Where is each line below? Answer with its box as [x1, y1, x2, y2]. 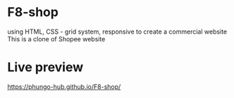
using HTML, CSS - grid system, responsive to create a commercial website [7, 27, 228, 36]
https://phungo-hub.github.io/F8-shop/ [7, 82, 121, 91]
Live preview [7, 59, 84, 76]
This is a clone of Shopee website [7, 34, 106, 43]
